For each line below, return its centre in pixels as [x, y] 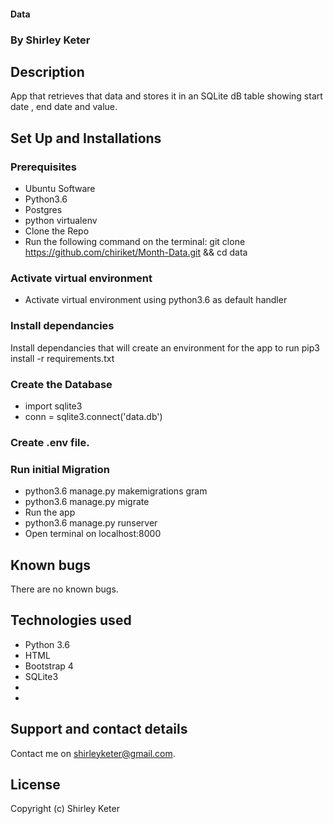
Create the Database [61, 384]
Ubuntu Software [60, 189]
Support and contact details [99, 729]
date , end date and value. [64, 107]
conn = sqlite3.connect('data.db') [93, 416]
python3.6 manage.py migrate [87, 502]
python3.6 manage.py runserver [91, 523]
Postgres [43, 210]
